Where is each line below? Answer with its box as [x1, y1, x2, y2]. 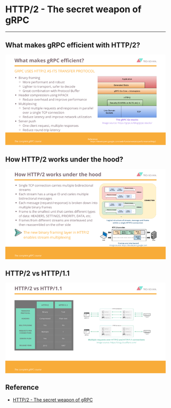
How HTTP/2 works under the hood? [5, 155, 124, 164]
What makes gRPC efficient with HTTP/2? [5, 41, 140, 49]
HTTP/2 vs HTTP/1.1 [5, 269, 70, 278]
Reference [5, 383, 39, 392]
